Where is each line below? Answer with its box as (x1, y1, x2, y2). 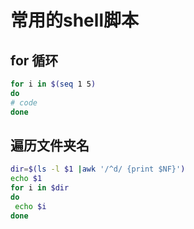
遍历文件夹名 (10, 137, 90, 154)
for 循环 (10, 52, 59, 69)
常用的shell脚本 (10, 9, 139, 32)
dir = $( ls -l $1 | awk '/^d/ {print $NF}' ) (10, 164, 186, 175)
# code (10, 97, 38, 108)
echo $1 (10, 174, 43, 184)
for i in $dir (10, 183, 70, 193)
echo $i (14, 201, 47, 211)
